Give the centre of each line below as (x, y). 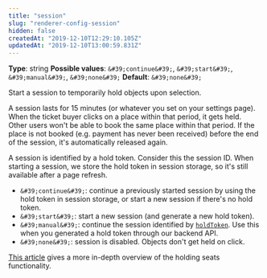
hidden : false (32, 31)
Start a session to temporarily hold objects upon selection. (105, 92)
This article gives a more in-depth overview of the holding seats (114, 257)
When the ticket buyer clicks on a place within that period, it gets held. (125, 117)
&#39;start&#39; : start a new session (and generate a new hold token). (137, 216)
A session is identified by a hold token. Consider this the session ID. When (131, 158)
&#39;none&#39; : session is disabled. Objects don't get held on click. (132, 242)
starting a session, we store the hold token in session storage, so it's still (128, 166)
